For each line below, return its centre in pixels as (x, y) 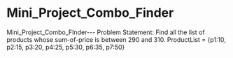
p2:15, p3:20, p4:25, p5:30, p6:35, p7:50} (66, 47)
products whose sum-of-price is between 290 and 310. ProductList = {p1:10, (116, 39)
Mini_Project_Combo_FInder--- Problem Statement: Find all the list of (106, 32)
